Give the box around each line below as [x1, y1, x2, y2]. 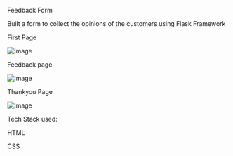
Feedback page [7, 60, 53, 69]
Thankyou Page [7, 88, 53, 96]
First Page [7, 33, 37, 41]
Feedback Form [7, 6, 53, 14]
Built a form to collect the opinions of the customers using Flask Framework [7, 20, 226, 27]
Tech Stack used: [7, 115, 58, 123]
